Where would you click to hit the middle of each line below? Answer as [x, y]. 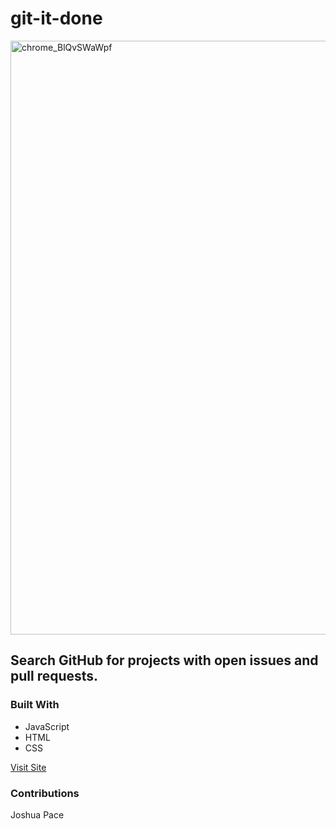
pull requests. [54, 676]
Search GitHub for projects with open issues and [164, 660]
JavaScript [47, 726]
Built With [35, 705]
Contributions [45, 793]
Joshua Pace [37, 814]
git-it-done [56, 18]
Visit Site [28, 767]
